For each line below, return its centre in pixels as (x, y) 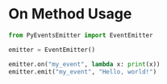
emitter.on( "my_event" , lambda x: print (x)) (84, 64)
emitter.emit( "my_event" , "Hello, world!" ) (83, 72)
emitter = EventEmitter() (52, 50)
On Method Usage (70, 14)
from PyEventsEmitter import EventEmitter (81, 35)
